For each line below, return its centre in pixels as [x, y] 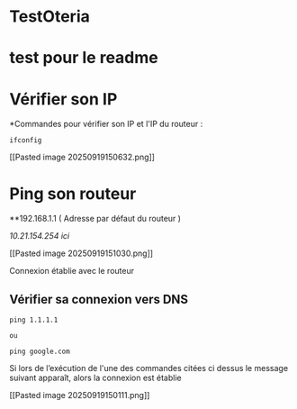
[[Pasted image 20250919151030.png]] [81, 253]
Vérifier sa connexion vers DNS [99, 299]
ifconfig [26, 141]
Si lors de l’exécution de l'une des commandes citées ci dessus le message [149, 368]
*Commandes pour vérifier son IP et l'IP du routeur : [106, 124]
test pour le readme [84, 58]
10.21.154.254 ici [40, 236]
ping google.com [40, 352]
